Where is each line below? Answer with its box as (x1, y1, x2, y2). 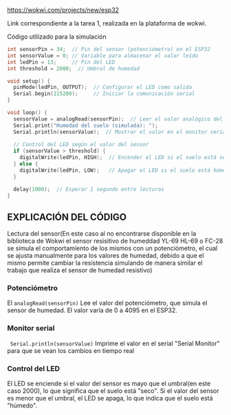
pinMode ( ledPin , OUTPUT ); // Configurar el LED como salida (13, 84, 192, 91)
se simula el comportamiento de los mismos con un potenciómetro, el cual (7, 244, 218, 252)
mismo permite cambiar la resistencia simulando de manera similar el (7, 259, 203, 267)
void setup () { (7, 77, 51, 85)
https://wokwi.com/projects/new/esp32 (7, 6, 119, 14)
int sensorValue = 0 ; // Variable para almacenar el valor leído (7, 52, 198, 59)
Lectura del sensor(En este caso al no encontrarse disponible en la (7, 230, 197, 238)
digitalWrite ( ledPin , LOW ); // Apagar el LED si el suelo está (19, 167, 211, 174)
